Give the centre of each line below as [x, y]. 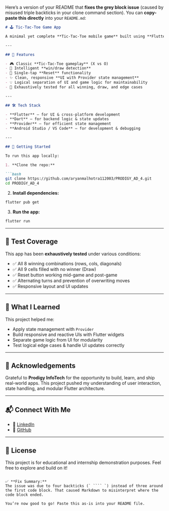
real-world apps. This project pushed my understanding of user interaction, [83, 383]
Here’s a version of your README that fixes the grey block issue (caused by [84, 7]
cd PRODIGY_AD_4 [22, 184]
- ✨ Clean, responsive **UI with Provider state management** [72, 78]
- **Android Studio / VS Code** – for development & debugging [73, 129]
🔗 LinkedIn [23, 424]
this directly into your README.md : [52, 18]
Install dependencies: [36, 193]
